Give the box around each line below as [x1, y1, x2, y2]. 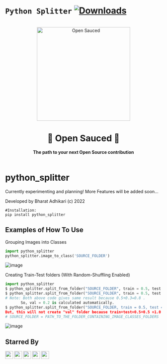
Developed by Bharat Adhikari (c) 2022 [5, 198, 85, 204]
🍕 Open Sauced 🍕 [47, 133, 120, 144]
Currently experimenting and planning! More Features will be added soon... [5, 188, 159, 194]
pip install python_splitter [5, 212, 66, 217]
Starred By [5, 338, 39, 346]
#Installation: [5, 208, 37, 213]
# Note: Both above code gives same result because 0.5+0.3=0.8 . [5, 296, 146, 301]
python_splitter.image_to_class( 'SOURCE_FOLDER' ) [5, 253, 110, 258]
